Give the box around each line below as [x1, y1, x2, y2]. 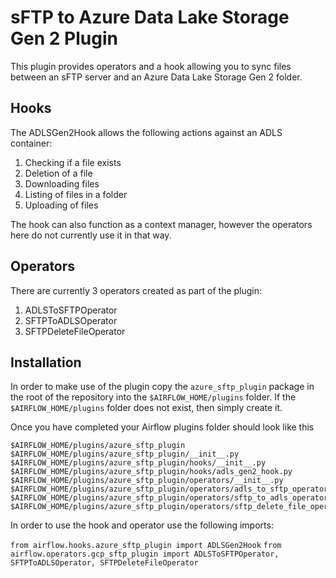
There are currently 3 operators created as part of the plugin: [10, 284, 263, 296]
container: [10, 137, 53, 149]
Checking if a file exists [24, 156, 122, 168]
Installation [10, 354, 82, 371]
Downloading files [24, 177, 100, 190]
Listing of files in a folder [24, 188, 128, 200]
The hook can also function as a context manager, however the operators [10, 218, 313, 230]
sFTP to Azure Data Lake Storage [10, 6, 290, 29]
